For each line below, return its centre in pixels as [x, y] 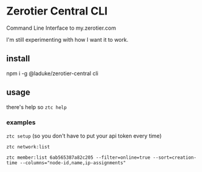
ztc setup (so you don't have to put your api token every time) [84, 136]
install [18, 59]
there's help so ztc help [36, 107]
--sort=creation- [175, 157]
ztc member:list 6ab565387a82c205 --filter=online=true [78, 157]
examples [21, 122]
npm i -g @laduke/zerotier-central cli [52, 73]
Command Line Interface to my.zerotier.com [61, 28]
